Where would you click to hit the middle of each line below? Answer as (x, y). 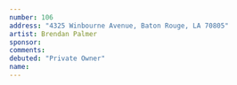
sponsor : (25, 42)
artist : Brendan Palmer (53, 34)
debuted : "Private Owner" (57, 58)
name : (19, 67)
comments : (28, 50)
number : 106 (31, 17)
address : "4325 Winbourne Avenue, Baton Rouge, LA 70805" (119, 26)
